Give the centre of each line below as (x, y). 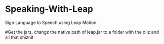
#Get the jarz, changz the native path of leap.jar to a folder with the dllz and (82, 32)
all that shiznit (19, 37)
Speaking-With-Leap (49, 9)
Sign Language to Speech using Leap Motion (51, 22)
